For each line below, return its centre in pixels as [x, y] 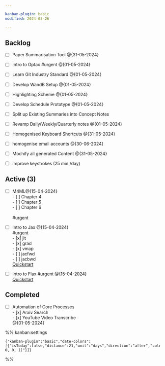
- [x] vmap [23, 249]
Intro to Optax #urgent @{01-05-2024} [51, 65]
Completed [23, 295]
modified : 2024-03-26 [27, 18]
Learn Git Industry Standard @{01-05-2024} [57, 74]
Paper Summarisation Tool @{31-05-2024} [55, 55]
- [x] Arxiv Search [30, 312]
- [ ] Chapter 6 [27, 207]
